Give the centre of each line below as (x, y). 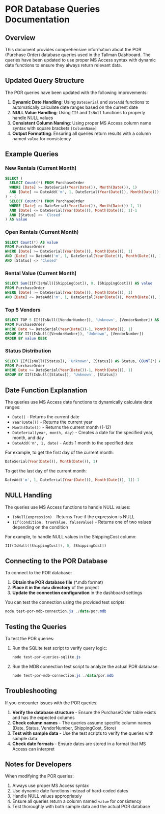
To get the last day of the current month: (46, 470)
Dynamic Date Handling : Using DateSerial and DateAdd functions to (81, 102)
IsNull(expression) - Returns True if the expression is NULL (73, 517)
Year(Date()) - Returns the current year (52, 422)
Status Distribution (28, 351)
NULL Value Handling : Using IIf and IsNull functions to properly (79, 112)
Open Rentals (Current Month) (42, 232)
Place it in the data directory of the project (55, 588)
